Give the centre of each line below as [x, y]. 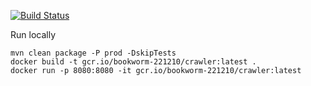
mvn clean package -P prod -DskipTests [93, 53]
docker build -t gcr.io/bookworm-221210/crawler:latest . [133, 62]
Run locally [33, 34]
